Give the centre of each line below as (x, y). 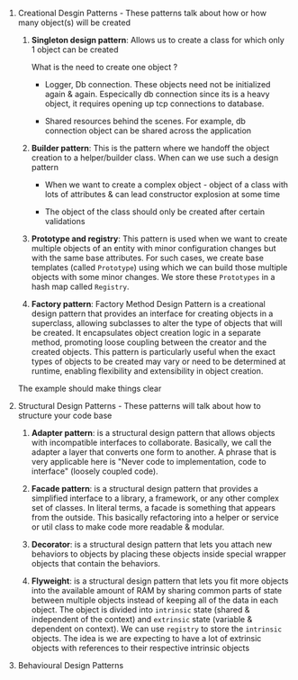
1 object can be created (75, 50)
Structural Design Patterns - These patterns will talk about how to (139, 406)
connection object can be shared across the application (148, 131)
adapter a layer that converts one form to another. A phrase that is (154, 452)
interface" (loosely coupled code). (95, 471)
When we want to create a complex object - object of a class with (167, 185)
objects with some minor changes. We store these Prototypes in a (153, 277)
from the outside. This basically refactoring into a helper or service (155, 517)
